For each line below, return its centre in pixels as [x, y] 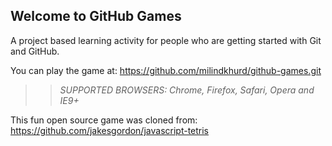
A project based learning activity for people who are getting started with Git [166, 40]
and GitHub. [35, 51]
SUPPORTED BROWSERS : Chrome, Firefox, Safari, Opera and [187, 90]
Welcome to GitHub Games [96, 16]
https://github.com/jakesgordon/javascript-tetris [110, 130]
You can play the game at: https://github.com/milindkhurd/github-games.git [166, 70]
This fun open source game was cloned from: [104, 120]
